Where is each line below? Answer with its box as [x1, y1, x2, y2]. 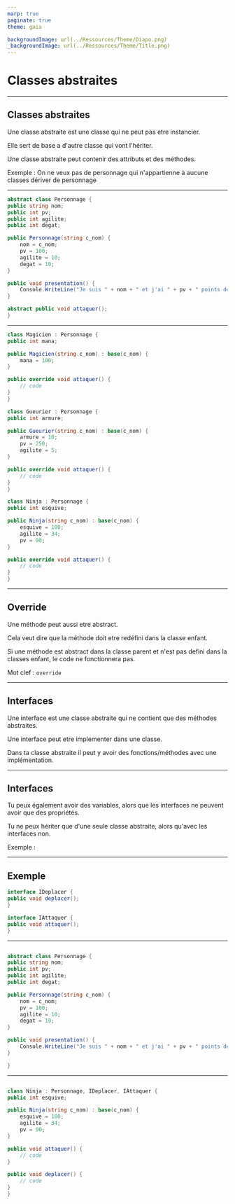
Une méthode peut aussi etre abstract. [7, 620, 118, 628]
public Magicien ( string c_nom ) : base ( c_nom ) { [7, 350, 149, 357]
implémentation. [7, 756, 54, 764]
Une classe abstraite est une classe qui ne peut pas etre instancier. [7, 127, 201, 136]
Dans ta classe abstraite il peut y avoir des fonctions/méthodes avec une [7, 748, 217, 756]
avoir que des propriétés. [7, 808, 80, 817]
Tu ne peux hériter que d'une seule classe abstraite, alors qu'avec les [7, 822, 208, 831]
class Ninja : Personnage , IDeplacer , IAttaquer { [7, 1087, 158, 1095]
